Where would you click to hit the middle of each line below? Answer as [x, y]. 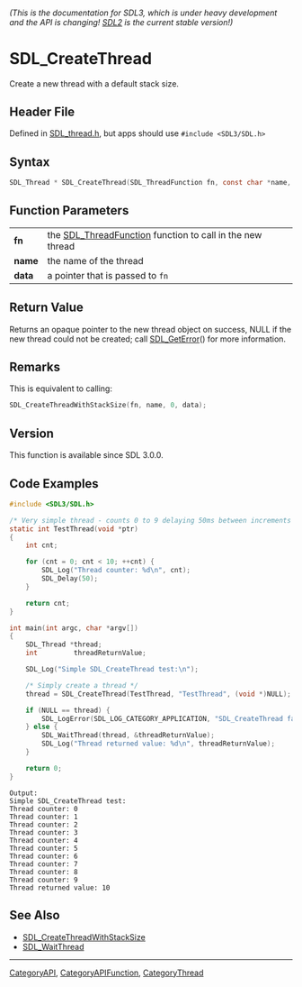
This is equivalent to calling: [61, 388]
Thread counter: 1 [44, 817]
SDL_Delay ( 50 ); [70, 579]
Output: [24, 793]
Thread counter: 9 [44, 880]
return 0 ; [44, 768]
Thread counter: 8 [44, 872]
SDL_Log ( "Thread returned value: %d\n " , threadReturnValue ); [159, 744]
